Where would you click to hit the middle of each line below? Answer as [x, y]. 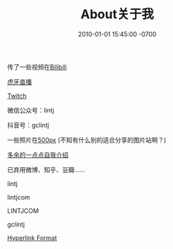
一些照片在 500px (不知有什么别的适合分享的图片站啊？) [87, 140]
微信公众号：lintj [31, 110]
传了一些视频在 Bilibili [37, 66]
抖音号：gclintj [28, 125]
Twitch [17, 96]
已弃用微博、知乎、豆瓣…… [46, 169]
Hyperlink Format [32, 238]
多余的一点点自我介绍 [38, 155]
